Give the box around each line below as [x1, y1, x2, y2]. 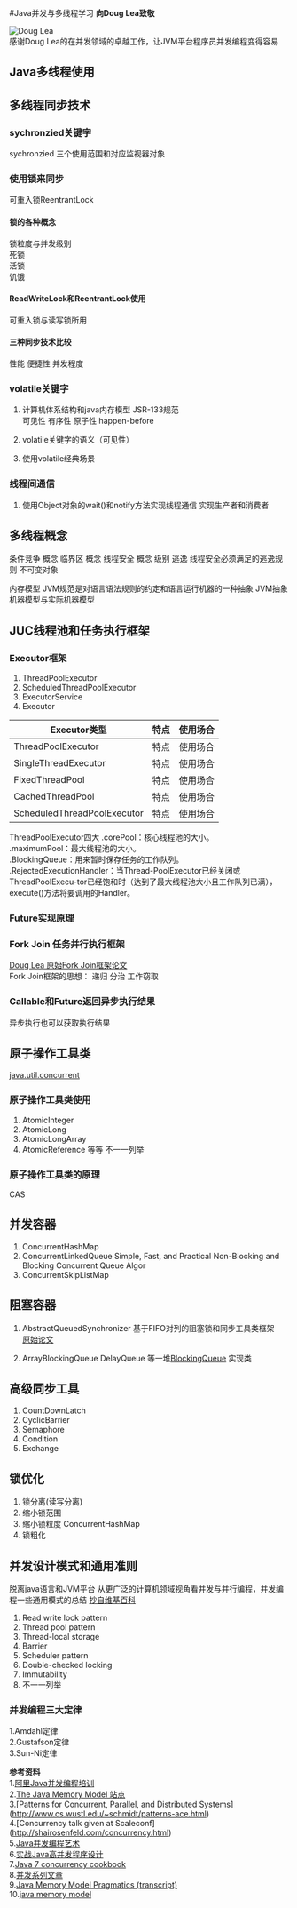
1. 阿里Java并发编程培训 [9, 1778, 95, 1789]
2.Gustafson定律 [9, 1736, 70, 1748]
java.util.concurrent [9, 1070, 80, 1081]
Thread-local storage [21, 1632, 100, 1642]
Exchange [21, 1443, 59, 1454]
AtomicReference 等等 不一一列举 [21, 1144, 145, 1154]
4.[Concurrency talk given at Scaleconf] [9, 1818, 155, 1829]
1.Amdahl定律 [9, 1726, 59, 1736]
